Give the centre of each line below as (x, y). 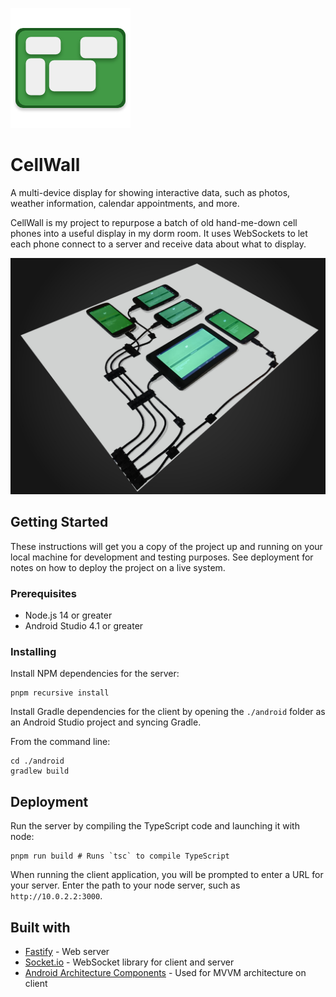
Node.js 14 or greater (68, 615)
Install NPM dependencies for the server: (95, 674)
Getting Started (59, 522)
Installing (33, 651)
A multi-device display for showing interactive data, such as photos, (150, 192)
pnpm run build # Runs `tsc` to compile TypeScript (120, 856)
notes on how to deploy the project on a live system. (118, 567)
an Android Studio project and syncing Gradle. (106, 722)
